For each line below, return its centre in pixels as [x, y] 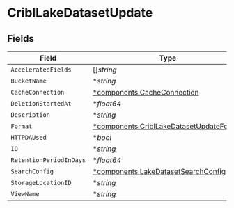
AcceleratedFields [41, 70]
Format [22, 126]
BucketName [29, 81]
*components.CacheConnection [146, 92]
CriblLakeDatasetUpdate [80, 13]
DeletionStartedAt [41, 103]
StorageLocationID [41, 183]
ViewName [25, 194]
